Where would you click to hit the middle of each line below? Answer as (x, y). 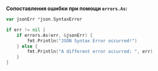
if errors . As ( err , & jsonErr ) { (55, 35)
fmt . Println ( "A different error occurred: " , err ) (90, 52)
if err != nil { (26, 30)
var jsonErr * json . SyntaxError (44, 19)
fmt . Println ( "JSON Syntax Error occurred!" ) (82, 40)
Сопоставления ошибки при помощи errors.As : (67, 9)
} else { (27, 46)
